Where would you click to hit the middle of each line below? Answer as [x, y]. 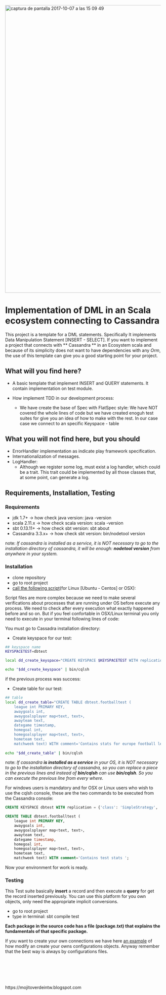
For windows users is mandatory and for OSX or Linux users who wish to [79, 788]
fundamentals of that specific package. [46, 932]
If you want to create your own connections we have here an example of [79, 941]
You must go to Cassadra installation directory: [53, 628]
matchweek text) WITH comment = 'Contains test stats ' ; [72, 858]
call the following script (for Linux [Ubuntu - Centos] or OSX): [74, 588]
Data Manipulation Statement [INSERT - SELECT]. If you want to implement [81, 340]
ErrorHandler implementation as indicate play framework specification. [84, 451]
